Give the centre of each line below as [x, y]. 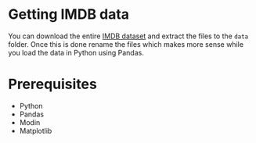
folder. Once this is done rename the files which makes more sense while [126, 44]
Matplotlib [36, 130]
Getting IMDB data [69, 14]
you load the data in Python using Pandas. [76, 52]
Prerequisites [53, 84]
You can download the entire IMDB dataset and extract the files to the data [128, 36]
